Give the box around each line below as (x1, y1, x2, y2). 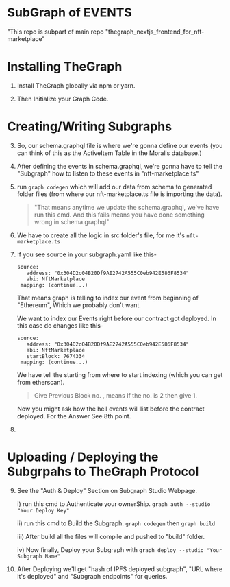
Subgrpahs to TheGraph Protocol (7, 464, 199, 479)
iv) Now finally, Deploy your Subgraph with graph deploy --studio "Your (16, 545, 222, 553)
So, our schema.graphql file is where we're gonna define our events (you (16, 141, 223, 149)
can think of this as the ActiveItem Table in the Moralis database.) (16, 149, 202, 157)
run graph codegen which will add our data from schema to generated (16, 182, 212, 191)
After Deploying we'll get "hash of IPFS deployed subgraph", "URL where (16, 564, 223, 573)
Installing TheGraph (7, 59, 123, 75)
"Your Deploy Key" (16, 507, 70, 514)
